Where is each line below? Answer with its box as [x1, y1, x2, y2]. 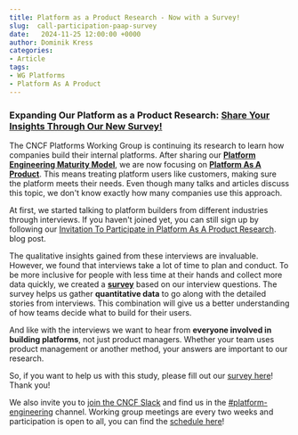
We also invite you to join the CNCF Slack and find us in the [9, 397, 227, 407]
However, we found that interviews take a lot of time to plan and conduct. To [9, 259, 289, 270]
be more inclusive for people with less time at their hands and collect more [9, 269, 283, 280]
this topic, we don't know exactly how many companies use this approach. [9, 187, 283, 198]
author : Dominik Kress [9, 37, 93, 47]
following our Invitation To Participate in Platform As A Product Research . [9, 224, 277, 234]
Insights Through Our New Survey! [9, 119, 163, 132]
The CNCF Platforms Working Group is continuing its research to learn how [9, 140, 285, 151]
